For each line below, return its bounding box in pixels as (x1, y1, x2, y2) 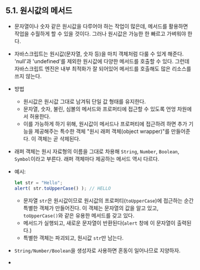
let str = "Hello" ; (14, 179, 63, 186)
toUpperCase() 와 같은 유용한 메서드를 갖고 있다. (23, 212, 135, 219)
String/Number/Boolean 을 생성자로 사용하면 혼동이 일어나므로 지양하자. (14, 247, 181, 254)
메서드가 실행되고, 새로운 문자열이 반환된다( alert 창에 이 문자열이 (23, 219, 176, 226)
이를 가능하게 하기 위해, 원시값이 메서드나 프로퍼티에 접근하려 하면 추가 (23, 120, 187, 127)
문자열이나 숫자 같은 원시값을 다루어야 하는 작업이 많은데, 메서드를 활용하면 (14, 23, 189, 30)
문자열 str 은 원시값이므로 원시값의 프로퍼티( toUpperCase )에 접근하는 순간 (23, 197, 194, 204)
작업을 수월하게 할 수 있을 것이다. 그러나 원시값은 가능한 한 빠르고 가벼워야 (14, 30, 186, 37)
